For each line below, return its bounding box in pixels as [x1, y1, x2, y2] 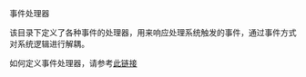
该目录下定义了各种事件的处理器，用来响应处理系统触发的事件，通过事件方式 [9, 27, 297, 38]
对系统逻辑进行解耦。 [9, 39, 89, 49]
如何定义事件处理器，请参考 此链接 [9, 58, 138, 68]
